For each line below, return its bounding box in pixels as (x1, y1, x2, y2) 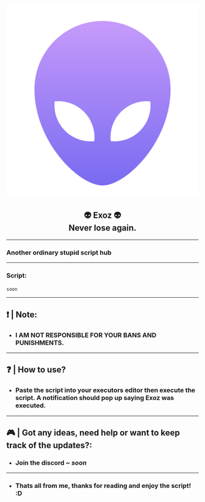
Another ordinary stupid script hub (6, 248, 112, 257)
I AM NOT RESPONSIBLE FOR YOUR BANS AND (15, 331, 157, 339)
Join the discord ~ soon (15, 459, 87, 467)
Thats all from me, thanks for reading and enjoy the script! (15, 482, 191, 490)
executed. (15, 401, 46, 410)
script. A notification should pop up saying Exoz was (15, 394, 174, 402)
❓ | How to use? (6, 364, 66, 375)
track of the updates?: (6, 440, 93, 451)
